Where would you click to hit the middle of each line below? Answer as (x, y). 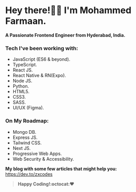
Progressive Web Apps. (37, 153)
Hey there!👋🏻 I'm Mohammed (69, 10)
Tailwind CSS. (27, 143)
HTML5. (21, 92)
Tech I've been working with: (42, 48)
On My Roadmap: (27, 121)
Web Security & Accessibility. (43, 159)
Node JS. (22, 81)
